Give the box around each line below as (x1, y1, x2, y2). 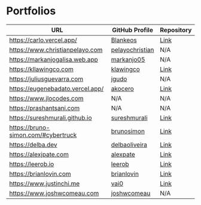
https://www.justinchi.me (9, 179, 80, 188)
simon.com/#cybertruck (9, 130, 77, 139)
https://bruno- (9, 123, 50, 131)
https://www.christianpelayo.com (9, 45, 103, 54)
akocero (111, 84, 135, 93)
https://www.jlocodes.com (9, 94, 84, 102)
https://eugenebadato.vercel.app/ (9, 84, 104, 93)
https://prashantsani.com (9, 103, 80, 112)
